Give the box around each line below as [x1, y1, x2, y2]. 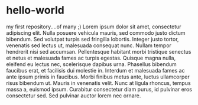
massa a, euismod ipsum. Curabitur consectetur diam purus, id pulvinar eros [6, 86, 192, 93]
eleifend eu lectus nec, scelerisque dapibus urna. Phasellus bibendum [6, 60, 177, 68]
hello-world [6, 4, 65, 17]
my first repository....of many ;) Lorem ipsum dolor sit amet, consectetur [6, 23, 181, 30]
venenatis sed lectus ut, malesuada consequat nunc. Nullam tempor [6, 42, 171, 49]
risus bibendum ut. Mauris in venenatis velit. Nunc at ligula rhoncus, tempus [6, 79, 191, 86]
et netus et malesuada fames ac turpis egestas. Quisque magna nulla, [6, 54, 176, 61]
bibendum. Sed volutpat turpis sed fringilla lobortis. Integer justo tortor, [6, 35, 179, 42]
